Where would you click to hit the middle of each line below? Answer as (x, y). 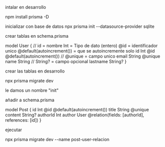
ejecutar (14, 130)
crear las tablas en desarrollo (35, 71)
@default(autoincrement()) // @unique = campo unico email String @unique (83, 56)
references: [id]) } (23, 120)
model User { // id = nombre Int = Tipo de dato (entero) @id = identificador (82, 46)
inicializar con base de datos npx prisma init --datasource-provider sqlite (80, 26)
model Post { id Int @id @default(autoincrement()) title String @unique (77, 110)
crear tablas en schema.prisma (37, 36)
